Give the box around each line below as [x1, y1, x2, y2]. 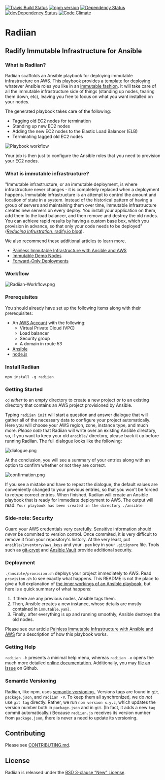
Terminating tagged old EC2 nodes [12, 133, 83, 139]
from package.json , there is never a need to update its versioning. [5, 715, 138, 721]
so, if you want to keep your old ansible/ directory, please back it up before [5, 433, 159, 439]
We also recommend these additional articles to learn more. [5, 238, 127, 244]
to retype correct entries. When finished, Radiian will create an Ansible [5, 492, 148, 498]
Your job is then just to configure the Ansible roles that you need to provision [5, 153, 161, 159]
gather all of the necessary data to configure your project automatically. [5, 417, 151, 423]
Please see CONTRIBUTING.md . [5, 742, 70, 748]
